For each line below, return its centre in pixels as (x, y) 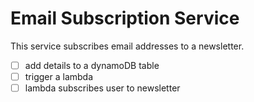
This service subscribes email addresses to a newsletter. (127, 46)
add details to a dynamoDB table (92, 65)
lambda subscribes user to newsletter (102, 88)
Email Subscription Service (125, 18)
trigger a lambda (59, 76)
